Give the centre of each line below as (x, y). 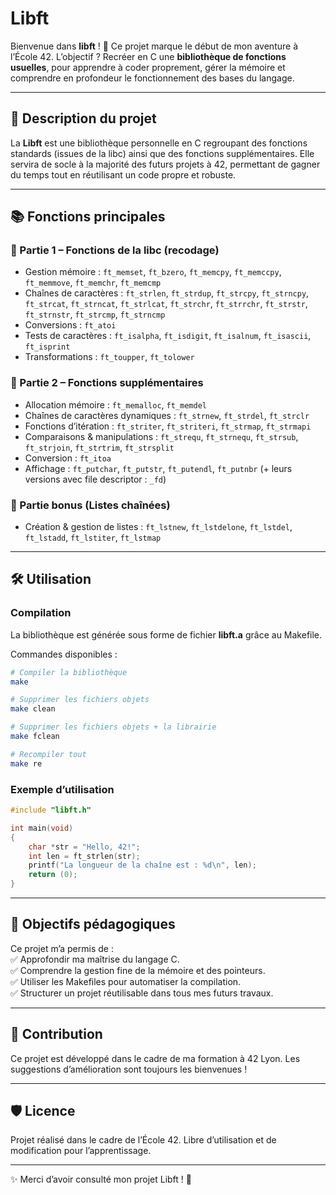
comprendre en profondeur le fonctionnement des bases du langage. (152, 78)
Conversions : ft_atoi (70, 325)
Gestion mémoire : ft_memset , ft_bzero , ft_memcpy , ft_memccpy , (153, 272)
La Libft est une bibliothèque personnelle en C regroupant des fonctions (159, 143)
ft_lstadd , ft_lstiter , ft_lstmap (93, 538)
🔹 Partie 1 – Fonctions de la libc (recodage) (115, 250)
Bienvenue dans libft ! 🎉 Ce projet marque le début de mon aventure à (154, 46)
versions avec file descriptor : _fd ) (95, 479)
